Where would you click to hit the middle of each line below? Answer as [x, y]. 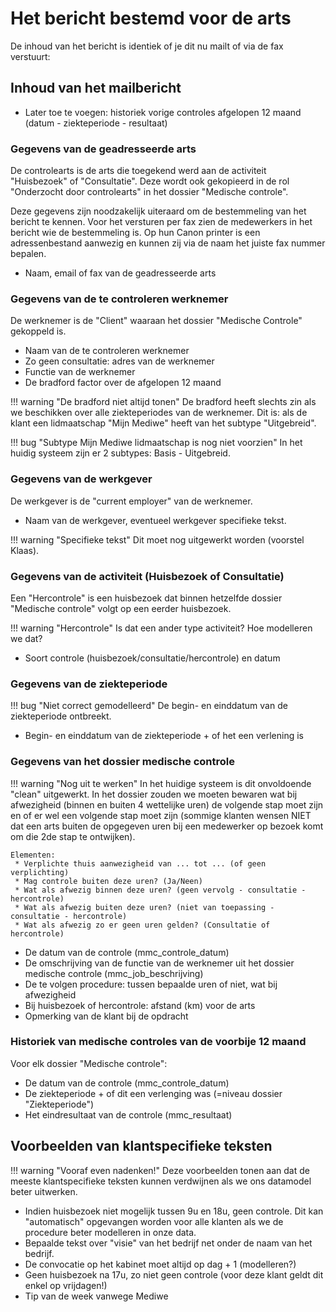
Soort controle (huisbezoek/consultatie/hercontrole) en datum [152, 658]
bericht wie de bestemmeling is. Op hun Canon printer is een [135, 233]
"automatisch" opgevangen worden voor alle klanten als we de [154, 1221]
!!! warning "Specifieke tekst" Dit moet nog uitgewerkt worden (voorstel [157, 539]
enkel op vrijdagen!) [66, 1285]
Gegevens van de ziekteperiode [89, 684]
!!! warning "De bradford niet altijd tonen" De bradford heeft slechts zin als [163, 402]
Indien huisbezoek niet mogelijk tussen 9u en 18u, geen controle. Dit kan [174, 1211]
